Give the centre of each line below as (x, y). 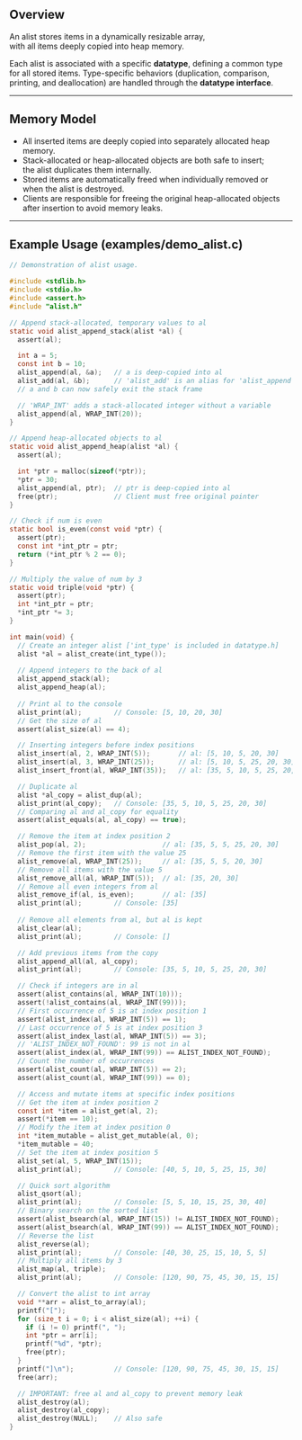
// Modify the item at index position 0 (94, 1128)
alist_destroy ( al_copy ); (64, 1410)
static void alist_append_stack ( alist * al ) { (96, 331)
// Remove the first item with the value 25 (102, 854)
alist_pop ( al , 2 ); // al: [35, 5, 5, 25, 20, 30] (148, 845)
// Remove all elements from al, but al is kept (110, 920)
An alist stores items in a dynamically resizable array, (107, 36)
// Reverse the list (56, 1236)
